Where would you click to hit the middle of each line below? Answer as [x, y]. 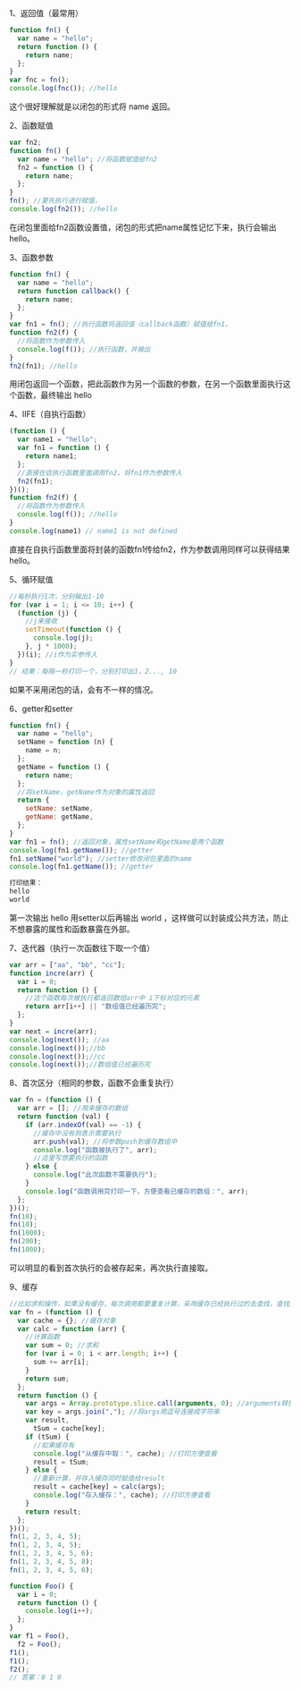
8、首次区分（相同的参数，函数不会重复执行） [94, 1083]
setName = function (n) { [66, 742]
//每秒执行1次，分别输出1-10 [57, 596]
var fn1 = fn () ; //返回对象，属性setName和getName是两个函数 [117, 842]
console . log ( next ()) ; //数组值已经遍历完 [80, 1065]
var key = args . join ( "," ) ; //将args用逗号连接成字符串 [123, 1412]
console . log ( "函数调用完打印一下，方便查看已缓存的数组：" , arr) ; [137, 1191]
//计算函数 [43, 1337]
